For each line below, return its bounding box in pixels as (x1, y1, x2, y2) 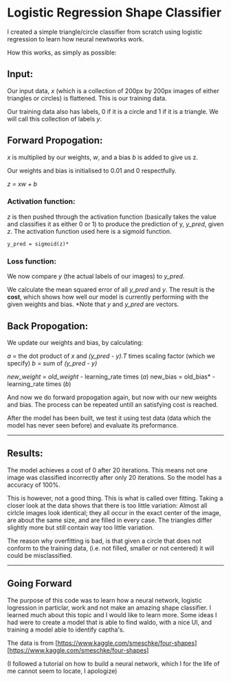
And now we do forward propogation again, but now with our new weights (7, 393, 217, 401)
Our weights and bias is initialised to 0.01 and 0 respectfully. (7, 166, 177, 174)
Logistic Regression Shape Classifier (7, 5, 222, 21)
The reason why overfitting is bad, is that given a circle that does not (7, 536, 201, 545)
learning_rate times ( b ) (7, 379, 71, 388)
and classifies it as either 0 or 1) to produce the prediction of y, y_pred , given (7, 219, 224, 228)
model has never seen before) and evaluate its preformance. (7, 421, 179, 429)
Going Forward (7, 578, 72, 590)
